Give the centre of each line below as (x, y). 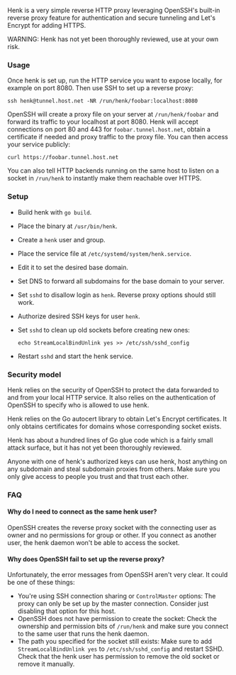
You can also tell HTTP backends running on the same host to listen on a (113, 171)
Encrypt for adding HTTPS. (47, 25)
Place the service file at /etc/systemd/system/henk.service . (105, 253)
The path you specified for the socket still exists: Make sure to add (115, 642)
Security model (34, 374)
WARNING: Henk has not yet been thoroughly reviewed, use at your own (113, 39)
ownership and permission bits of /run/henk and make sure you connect (123, 626)
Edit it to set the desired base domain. (73, 267)
